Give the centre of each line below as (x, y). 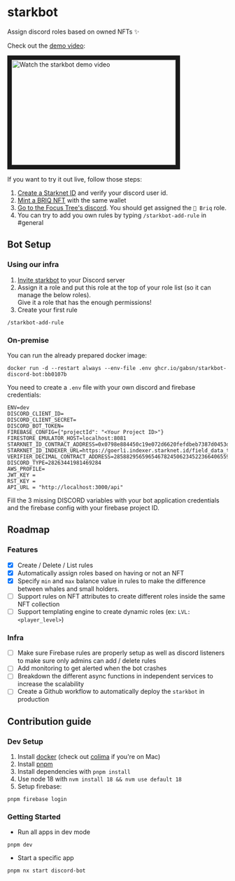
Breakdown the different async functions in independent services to (115, 676)
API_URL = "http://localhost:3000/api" (65, 487)
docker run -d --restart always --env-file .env (79, 368)
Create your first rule (48, 310)
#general (30, 222)
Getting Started (34, 817)
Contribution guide (49, 722)
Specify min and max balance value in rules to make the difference (112, 581)
